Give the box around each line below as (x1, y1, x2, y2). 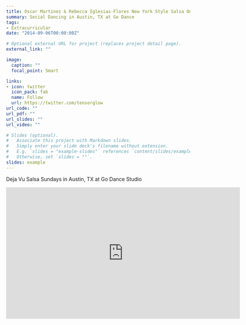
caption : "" (11, 62, 41, 68)
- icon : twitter (6, 84, 46, 89)
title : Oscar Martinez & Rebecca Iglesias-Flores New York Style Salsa (6, 8, 184, 15)
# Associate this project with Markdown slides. (6, 138, 132, 144)
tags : (6, 19, 19, 25)
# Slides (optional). (6, 132, 59, 138)
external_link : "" (6, 46, 51, 53)
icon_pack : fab (11, 89, 48, 95)
